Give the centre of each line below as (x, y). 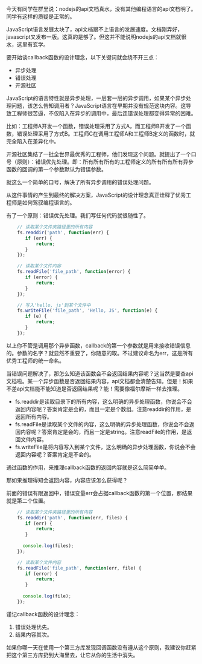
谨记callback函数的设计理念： (43, 614)
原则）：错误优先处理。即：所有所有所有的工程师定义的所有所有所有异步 (105, 162)
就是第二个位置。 (27, 501)
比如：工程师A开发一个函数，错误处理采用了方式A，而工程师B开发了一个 (96, 126)
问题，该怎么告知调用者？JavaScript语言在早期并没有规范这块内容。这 (99, 106)
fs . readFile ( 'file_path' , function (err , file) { (79, 568)
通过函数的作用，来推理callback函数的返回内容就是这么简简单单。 (88, 467)
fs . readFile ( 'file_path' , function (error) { (74, 272)
